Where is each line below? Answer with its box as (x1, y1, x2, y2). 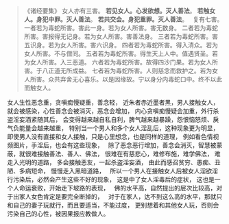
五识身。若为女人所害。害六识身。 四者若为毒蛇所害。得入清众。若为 (23, 41, 218, 49)
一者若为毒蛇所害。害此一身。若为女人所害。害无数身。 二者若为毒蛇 (23, 24, 218, 32)
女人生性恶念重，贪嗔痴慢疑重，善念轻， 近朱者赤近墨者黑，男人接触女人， (7, 99, 219, 106)
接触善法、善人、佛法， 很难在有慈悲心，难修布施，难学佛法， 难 (36, 150, 221, 158)
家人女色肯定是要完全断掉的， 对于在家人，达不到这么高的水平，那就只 (19, 192, 223, 201)
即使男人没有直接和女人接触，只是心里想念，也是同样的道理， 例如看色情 (7, 133, 213, 140)
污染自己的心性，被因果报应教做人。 (7, 210, 110, 218)
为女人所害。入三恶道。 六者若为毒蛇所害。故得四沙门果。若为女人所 (23, 58, 218, 66)
